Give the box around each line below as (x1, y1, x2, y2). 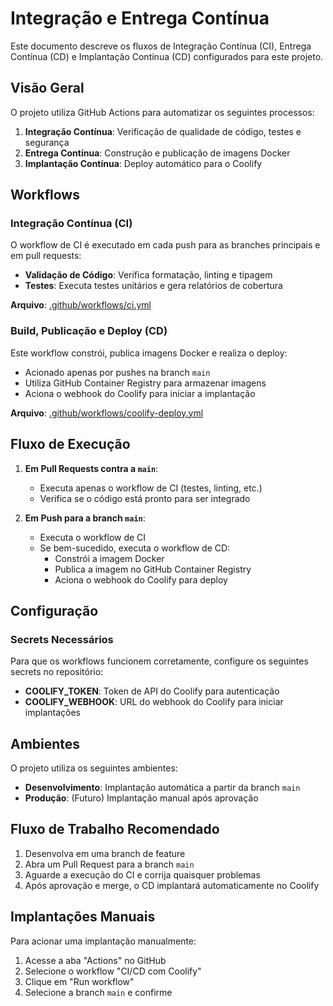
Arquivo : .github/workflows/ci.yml (10, 299, 152, 311)
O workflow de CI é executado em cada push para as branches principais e (10, 239, 321, 251)
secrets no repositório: (10, 666, 104, 678)
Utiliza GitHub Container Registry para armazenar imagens (24, 377, 267, 389)
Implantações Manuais (10, 908, 156, 926)
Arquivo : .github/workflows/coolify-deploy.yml (10, 407, 204, 419)
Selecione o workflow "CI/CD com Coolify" (24, 965, 202, 977)
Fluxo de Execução (10, 436, 131, 453)
